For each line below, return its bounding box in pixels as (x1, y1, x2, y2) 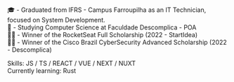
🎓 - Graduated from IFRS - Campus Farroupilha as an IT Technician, (7, 6, 207, 14)
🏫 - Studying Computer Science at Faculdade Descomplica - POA (7, 23, 197, 32)
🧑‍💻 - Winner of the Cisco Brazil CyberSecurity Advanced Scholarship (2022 (7, 38, 227, 46)
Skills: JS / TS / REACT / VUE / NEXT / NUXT (7, 59, 136, 67)
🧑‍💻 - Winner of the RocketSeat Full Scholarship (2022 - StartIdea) (7, 31, 198, 39)
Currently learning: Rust (7, 67, 77, 75)
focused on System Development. (7, 16, 105, 24)
